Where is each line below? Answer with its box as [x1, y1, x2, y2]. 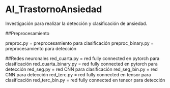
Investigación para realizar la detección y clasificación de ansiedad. [5, 20, 148, 26]
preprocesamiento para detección [5, 45, 77, 51]
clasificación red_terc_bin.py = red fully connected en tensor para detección [5, 77, 165, 83]
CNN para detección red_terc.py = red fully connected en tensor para [5, 71, 151, 77]
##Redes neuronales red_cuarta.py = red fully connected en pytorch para [5, 55, 160, 62]
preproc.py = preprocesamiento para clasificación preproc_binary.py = [5, 40, 154, 46]
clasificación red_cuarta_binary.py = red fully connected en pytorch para [5, 61, 158, 67]
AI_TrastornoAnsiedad [5, 4, 102, 15]
